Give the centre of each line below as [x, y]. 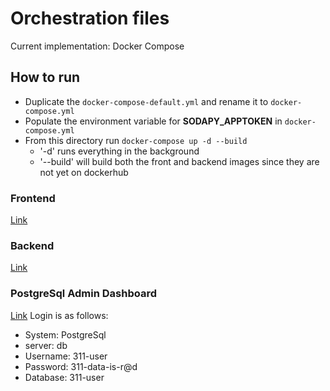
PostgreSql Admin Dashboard [83, 294]
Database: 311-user [64, 377]
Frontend [33, 198]
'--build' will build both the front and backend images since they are [179, 161]
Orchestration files [90, 18]
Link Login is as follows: [59, 315]
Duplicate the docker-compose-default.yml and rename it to [146, 101]
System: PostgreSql [65, 334]
